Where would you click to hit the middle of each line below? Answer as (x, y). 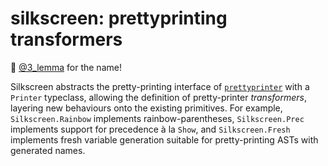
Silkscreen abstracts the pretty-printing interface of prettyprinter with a (160, 86)
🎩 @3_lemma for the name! (66, 67)
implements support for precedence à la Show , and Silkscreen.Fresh (150, 129)
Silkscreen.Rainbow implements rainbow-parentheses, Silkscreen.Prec (157, 118)
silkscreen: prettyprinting (119, 18)
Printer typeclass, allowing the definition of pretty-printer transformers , (159, 97)
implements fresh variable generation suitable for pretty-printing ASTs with (164, 139)
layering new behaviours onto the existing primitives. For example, (146, 108)
